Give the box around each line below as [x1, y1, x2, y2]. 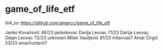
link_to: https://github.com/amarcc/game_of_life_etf [5, 20, 110, 26]
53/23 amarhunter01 [5, 40, 47, 46]
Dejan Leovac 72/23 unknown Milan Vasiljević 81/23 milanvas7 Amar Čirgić [5, 35, 159, 41]
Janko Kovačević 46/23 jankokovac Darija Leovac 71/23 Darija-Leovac [5, 29, 149, 35]
